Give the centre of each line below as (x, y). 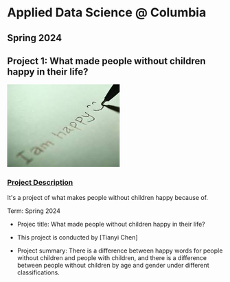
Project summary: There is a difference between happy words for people (120, 251)
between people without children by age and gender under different (113, 265)
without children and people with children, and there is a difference (112, 257)
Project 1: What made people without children (106, 61)
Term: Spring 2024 (34, 211)
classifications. (38, 272)
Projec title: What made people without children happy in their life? (111, 224)
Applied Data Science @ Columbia (107, 13)
